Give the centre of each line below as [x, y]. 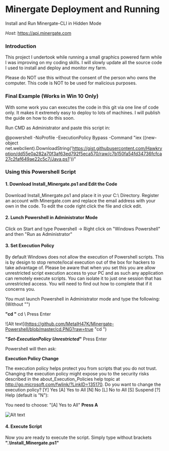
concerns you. [20, 289]
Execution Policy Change [32, 359]
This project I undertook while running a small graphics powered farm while [84, 57]
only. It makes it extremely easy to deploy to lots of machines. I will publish [83, 113]
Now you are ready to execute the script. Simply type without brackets [78, 437]
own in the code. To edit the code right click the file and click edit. [74, 206]
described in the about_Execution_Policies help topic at [63, 379]
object [12, 143]
